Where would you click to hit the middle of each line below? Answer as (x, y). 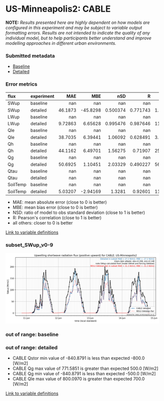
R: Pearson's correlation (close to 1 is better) (57, 218)
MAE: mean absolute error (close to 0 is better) (60, 202)
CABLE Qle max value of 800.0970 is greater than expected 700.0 (79, 379)
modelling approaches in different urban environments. (61, 43)
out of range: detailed (32, 347)
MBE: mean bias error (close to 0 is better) (55, 208)
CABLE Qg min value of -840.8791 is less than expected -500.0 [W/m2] (84, 374)
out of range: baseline (32, 335)
